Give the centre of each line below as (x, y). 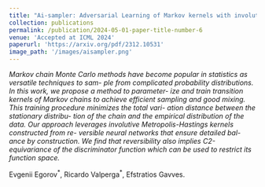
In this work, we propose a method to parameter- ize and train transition (126, 91)
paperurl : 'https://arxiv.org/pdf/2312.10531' (86, 45)
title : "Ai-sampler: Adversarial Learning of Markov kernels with (120, 15)
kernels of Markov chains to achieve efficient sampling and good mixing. (127, 99)
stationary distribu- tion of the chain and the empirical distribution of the (127, 116)
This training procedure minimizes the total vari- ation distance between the (132, 108)
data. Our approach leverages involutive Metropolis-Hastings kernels (121, 124)
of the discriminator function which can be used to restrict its (153, 149)
